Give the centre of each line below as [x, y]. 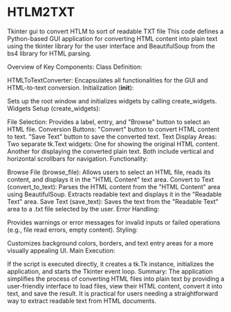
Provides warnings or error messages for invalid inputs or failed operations [114, 222]
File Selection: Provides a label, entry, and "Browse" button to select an [109, 121]
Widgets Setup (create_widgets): [54, 108]
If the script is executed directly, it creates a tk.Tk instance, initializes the [111, 263]
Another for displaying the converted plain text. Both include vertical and [111, 151]
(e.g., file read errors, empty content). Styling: [73, 229]
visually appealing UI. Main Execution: [61, 250]
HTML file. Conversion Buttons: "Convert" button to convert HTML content [113, 129]
